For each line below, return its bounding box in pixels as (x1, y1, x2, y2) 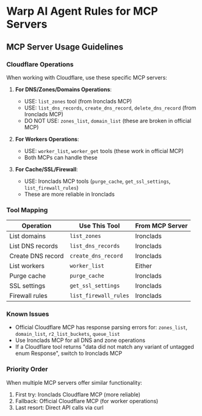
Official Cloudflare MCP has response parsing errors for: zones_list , (15, 324, 188, 331)
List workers (9, 262, 45, 270)
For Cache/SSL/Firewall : (15, 165, 78, 173)
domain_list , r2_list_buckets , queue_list (15, 330, 120, 338)
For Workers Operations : (15, 135, 79, 143)
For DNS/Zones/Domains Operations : (15, 86, 112, 93)
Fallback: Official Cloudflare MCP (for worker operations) (15, 397, 159, 404)
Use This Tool (79, 221, 120, 230)
